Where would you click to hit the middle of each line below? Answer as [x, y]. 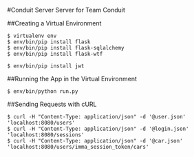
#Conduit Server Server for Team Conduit [66, 10]
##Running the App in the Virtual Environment [72, 79]
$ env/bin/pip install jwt [46, 66]
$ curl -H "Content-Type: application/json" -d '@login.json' [98, 129]
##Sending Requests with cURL [52, 104]
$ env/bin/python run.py [43, 92]
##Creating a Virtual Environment [54, 23]
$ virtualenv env [32, 36]
